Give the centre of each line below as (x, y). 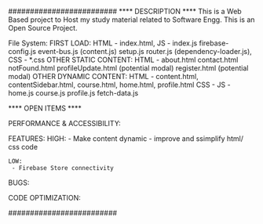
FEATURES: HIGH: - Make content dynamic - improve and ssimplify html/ (126, 139)
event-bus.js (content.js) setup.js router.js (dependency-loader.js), (145, 51)
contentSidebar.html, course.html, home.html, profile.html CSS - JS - (119, 85)
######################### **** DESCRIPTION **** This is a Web (125, 11)
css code (23, 147)
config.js (22, 51)
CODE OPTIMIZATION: (44, 198)
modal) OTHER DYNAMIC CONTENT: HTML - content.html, (103, 76)
